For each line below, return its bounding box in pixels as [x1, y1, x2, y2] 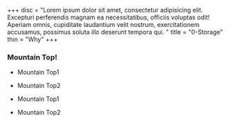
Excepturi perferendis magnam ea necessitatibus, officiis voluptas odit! [7, 13, 210, 21]
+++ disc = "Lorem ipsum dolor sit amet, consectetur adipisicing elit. [7, 6, 203, 14]
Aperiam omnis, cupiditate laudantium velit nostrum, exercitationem [7, 21, 200, 28]
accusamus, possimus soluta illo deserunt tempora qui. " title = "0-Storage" [7, 28, 223, 36]
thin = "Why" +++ [7, 35, 58, 44]
